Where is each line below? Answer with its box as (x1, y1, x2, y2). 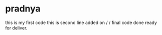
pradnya (5, 3, 41, 14)
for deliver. (5, 24, 28, 30)
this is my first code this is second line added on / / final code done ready (5, 19, 157, 25)
